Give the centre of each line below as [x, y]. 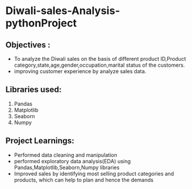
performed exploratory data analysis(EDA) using [72, 161]
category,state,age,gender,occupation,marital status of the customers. [100, 65]
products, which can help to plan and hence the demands [84, 180]
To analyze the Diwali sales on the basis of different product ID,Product [100, 59]
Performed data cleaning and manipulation [65, 155]
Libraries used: [34, 90]
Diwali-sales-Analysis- [63, 11]
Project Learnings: [40, 141]
